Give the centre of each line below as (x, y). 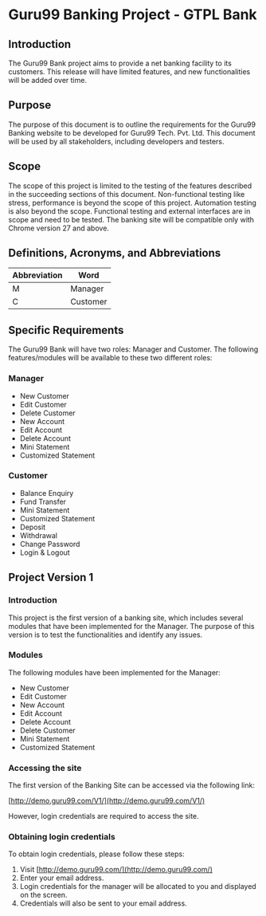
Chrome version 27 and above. (59, 228)
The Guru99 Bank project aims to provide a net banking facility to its (120, 63)
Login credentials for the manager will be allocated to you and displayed (138, 887)
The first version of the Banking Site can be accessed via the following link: (131, 785)
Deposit (33, 527)
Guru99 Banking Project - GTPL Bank (133, 15)
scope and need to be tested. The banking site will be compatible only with (131, 219)
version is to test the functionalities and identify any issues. (106, 635)
